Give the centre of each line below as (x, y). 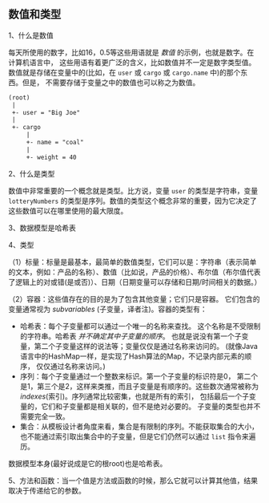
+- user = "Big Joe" (46, 112)
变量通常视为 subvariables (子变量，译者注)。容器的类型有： (108, 309)
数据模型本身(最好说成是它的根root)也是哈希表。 (88, 463)
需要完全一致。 (44, 416)
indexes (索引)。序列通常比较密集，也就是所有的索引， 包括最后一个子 (134, 396)
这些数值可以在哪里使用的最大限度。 (68, 210)
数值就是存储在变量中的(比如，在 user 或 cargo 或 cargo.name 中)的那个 (124, 72)
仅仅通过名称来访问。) (70, 366)
